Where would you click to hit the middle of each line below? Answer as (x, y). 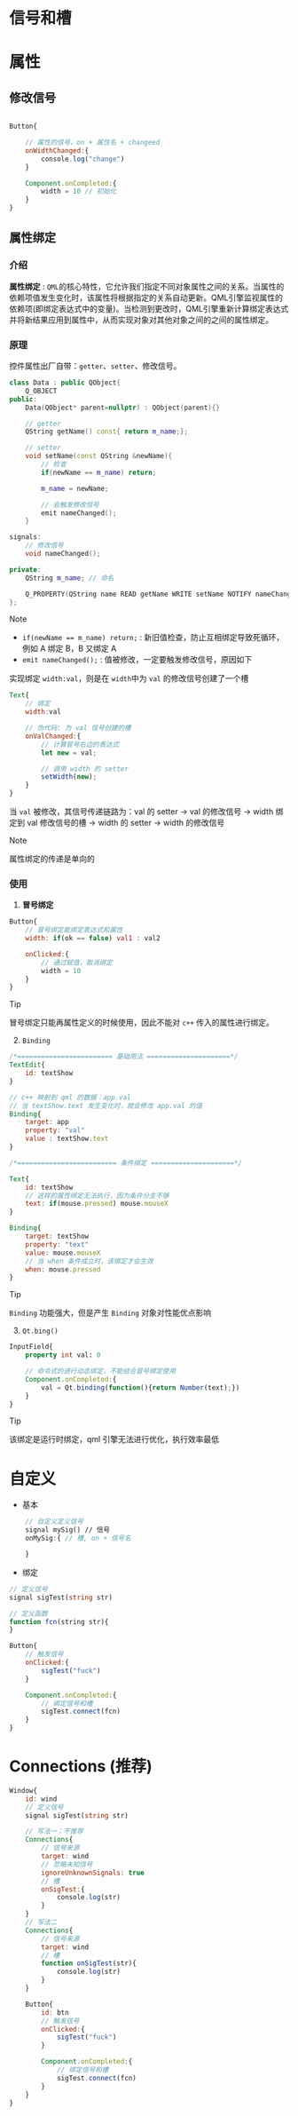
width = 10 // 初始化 (79, 192)
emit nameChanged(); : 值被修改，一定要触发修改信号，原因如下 (137, 660)
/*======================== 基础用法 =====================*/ (124, 1057)
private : (25, 569)
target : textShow (57, 1236)
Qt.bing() (40, 1331)
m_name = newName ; (75, 488)
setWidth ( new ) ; (69, 777)
